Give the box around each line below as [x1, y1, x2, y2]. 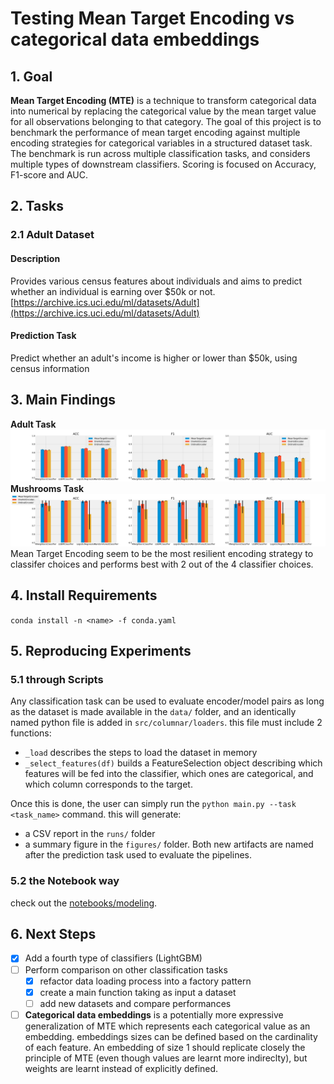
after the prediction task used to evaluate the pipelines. [24, 849, 252, 861]
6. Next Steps [10, 926, 97, 943]
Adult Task [10, 418, 57, 430]
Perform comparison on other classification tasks [24, 963, 228, 976]
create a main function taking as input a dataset [39, 986, 237, 998]
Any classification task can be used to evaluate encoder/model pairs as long [10, 695, 325, 707]
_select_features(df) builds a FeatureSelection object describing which [24, 757, 323, 769]
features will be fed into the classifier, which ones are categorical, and [24, 768, 314, 780]
